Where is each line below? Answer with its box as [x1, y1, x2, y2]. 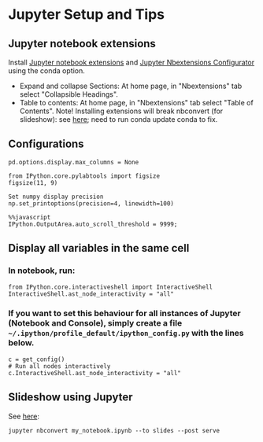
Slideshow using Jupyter [8, 391, 133, 404]
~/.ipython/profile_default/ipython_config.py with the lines [8, 328, 244, 339]
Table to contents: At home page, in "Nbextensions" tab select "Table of [19, 98, 254, 107]
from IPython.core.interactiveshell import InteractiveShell [8, 283, 213, 291]
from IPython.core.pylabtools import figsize [8, 171, 160, 180]
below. [8, 337, 35, 348]
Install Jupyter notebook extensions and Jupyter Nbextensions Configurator [8, 57, 254, 67]
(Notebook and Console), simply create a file [8, 318, 183, 329]
